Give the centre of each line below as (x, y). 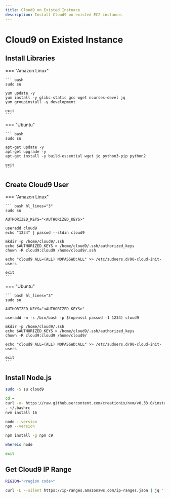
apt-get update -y (25, 147)
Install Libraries (30, 58)
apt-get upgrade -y (26, 152)
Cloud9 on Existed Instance (64, 40)
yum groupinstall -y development (40, 102)
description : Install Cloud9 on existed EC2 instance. (64, 15)
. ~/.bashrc (18, 408)
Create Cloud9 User (37, 184)
